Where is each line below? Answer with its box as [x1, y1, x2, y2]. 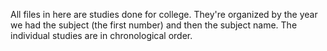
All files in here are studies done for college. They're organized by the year [10, 9, 318, 20]
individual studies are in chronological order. [10, 30, 193, 41]
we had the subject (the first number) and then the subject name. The [10, 19, 298, 31]
